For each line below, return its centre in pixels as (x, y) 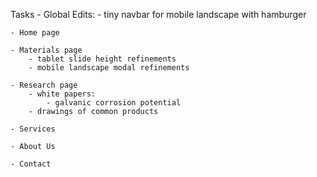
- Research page (44, 85)
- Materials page (46, 50)
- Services (33, 129)
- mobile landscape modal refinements (109, 68)
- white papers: (62, 94)
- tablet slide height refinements (102, 59)
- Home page (35, 33)
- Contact (31, 164)
